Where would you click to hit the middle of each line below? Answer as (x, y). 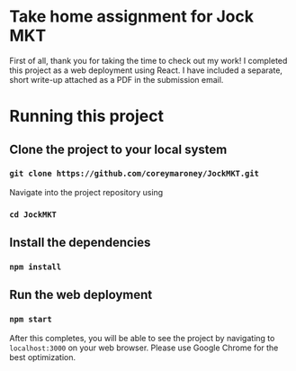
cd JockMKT (33, 214)
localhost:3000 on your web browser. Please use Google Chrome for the (144, 348)
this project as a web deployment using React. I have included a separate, (146, 70)
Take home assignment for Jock (132, 17)
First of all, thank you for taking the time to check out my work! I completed (148, 60)
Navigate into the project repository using (86, 192)
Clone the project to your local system (118, 149)
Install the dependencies (80, 243)
